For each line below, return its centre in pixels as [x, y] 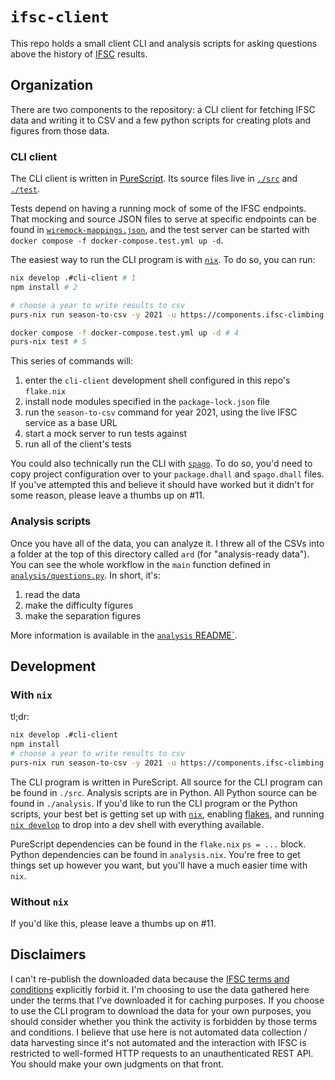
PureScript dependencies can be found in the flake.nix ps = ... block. [158, 844]
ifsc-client [60, 17]
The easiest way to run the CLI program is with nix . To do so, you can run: [163, 260]
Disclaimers [48, 954]
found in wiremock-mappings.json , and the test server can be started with [160, 230]
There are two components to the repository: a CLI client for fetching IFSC [163, 109]
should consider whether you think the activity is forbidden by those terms [164, 1021]
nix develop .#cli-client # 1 [73, 278]
